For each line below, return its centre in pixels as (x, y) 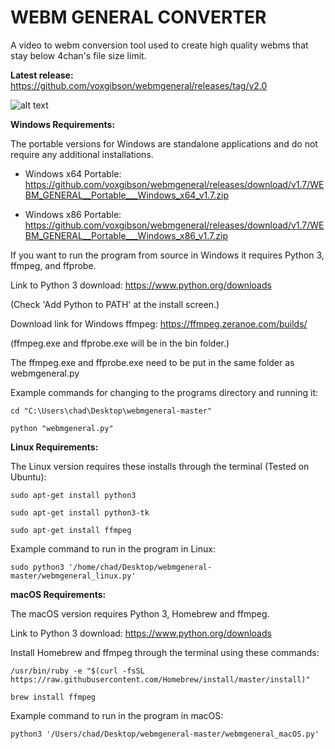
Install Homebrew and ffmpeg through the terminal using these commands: (165, 652)
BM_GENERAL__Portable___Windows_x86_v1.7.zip (126, 235)
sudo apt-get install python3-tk (80, 512)
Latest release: (42, 75)
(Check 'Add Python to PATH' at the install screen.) (115, 304)
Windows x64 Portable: (73, 173)
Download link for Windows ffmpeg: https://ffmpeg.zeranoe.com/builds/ (159, 323)
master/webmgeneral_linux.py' (73, 576)
